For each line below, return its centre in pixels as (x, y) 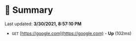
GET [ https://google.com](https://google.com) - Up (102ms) (71, 33)
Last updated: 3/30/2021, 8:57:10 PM (43, 24)
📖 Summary (29, 10)
